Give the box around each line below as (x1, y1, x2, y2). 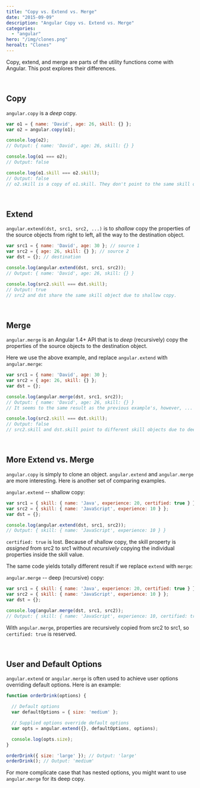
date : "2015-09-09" (6, 14, 55, 20)
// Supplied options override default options (11, 720, 129, 726)
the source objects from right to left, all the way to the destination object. (6, 231, 185, 239)
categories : (6, 25, 36, 32)
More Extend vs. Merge (6, 455, 95, 465)
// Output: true (6, 287, 46, 293)
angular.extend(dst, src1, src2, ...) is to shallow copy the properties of (6, 225, 190, 232)
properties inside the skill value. (6, 551, 85, 558)
